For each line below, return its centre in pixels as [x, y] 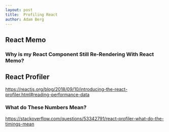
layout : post [19, 10]
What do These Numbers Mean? [46, 108]
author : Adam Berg [25, 19]
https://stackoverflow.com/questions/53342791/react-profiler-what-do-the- [84, 118]
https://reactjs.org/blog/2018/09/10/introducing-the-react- [66, 89]
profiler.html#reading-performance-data [47, 95]
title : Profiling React [31, 15]
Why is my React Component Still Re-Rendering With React [80, 54]
